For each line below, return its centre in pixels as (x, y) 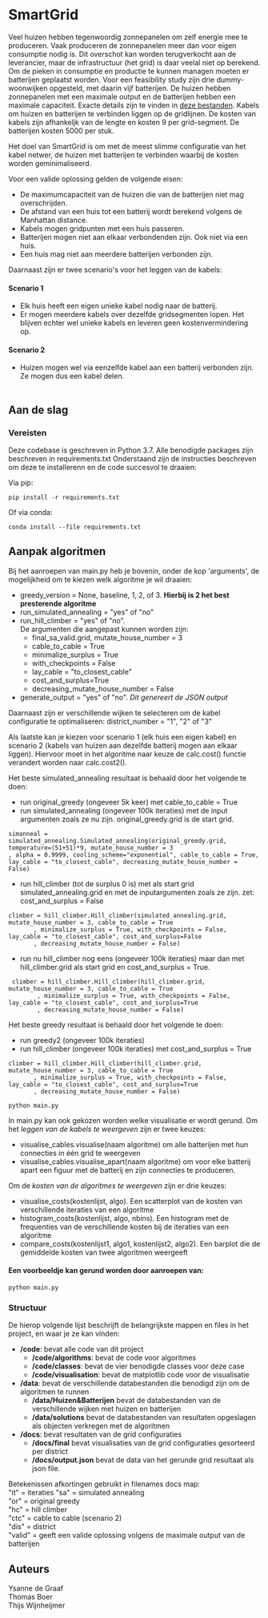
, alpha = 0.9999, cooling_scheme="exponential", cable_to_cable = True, (134, 855)
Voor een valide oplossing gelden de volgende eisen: (96, 179)
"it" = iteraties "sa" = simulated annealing (77, 1493)
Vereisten (28, 432)
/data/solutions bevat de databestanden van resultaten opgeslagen (144, 1417)
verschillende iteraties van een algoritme (87, 1210)
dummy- (230, 79)
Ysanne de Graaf (36, 1588)
